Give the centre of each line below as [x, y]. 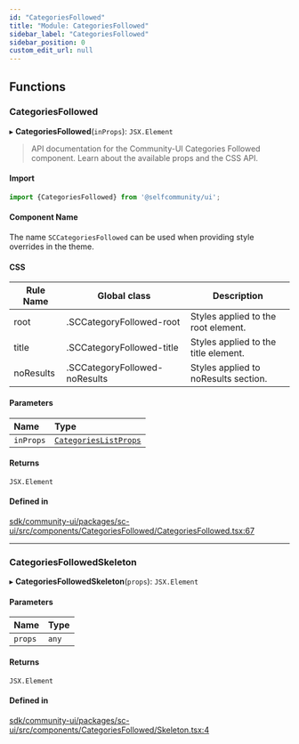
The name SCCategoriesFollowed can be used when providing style [132, 238]
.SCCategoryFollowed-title [122, 348]
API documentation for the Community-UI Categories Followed [145, 149]
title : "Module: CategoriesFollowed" [79, 26]
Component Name [44, 217]
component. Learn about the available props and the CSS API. [145, 158]
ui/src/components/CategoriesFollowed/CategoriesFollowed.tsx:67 [132, 530]
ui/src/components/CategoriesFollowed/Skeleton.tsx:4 [109, 730]
